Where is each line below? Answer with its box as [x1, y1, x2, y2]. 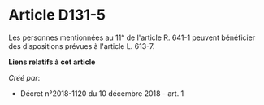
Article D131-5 [8, 6, 106, 24]
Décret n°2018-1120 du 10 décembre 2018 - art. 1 [19, 88, 184, 98]
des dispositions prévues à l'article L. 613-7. [8, 41, 155, 50]
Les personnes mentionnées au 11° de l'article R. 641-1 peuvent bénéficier [8, 33, 256, 42]
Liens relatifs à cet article [8, 57, 96, 67]
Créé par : [8, 72, 41, 82]
